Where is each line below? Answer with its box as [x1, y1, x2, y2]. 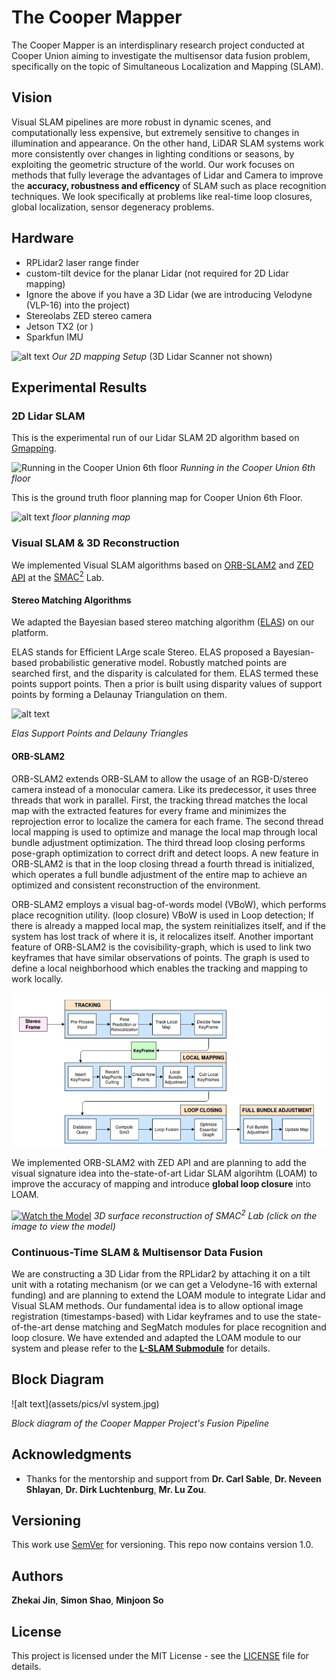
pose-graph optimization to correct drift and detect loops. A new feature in [11, 847, 319, 859]
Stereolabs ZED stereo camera [25, 309, 153, 321]
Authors [11, 1567, 64, 1585]
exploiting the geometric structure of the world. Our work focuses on [11, 158, 295, 170]
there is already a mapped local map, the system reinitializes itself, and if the [11, 919, 326, 931]
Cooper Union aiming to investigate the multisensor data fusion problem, [11, 49, 311, 61]
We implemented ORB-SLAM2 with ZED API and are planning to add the [11, 1156, 307, 1168]
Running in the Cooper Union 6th [180, 462, 316, 474]
